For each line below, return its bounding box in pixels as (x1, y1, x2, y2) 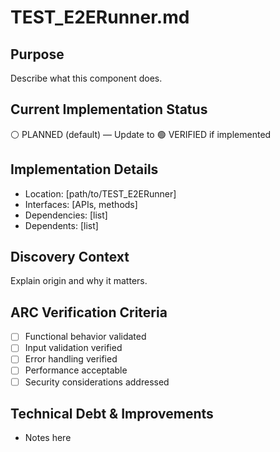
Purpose (10, 46, 65, 63)
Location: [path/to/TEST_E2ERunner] (24, 187, 177, 200)
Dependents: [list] (24, 219, 99, 231)
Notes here (24, 432, 72, 444)
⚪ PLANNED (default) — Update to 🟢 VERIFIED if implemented (10, 128, 272, 140)
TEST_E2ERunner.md (10, 6, 190, 29)
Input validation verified (24, 342, 123, 354)
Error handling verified (24, 353, 118, 365)
